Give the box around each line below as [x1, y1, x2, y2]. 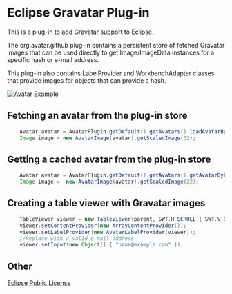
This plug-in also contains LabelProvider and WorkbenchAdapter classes [7, 69, 215, 77]
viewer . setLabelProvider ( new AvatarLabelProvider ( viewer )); [19, 228, 196, 235]
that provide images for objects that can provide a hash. [7, 76, 166, 84]
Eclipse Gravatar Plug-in [7, 5, 150, 21]
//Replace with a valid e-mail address [19, 235, 135, 242]
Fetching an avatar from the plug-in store [7, 110, 188, 121]
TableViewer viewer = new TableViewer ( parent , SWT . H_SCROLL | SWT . [19, 215, 217, 222]
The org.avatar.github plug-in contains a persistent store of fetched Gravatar [7, 41, 225, 49]
